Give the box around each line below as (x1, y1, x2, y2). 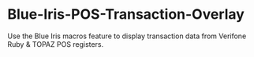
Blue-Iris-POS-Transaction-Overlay (7, 5, 245, 23)
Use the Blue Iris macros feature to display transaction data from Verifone (7, 31, 247, 41)
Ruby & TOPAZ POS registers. (7, 39, 104, 48)
